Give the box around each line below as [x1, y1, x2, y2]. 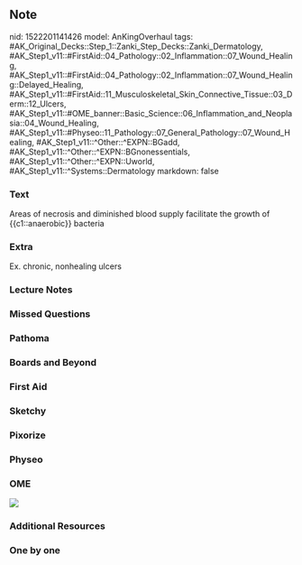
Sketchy [9, 404, 47, 417]
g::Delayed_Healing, [9, 79, 84, 89]
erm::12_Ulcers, [9, 98, 67, 109]
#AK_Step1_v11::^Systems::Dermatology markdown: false [9, 165, 219, 176]
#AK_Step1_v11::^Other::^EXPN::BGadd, [35, 136, 180, 147]
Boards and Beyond [9, 357, 97, 369]
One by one [9, 543, 61, 556]
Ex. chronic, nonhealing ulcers [9, 261, 122, 272]
